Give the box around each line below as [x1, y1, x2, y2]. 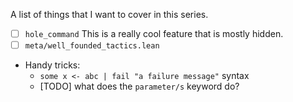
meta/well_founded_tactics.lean [24, 41, 160, 51]
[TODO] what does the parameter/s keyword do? [39, 80, 240, 93]
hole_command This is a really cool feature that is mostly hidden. [24, 28, 284, 39]
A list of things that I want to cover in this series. [10, 9, 209, 20]
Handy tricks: [24, 59, 81, 71]
